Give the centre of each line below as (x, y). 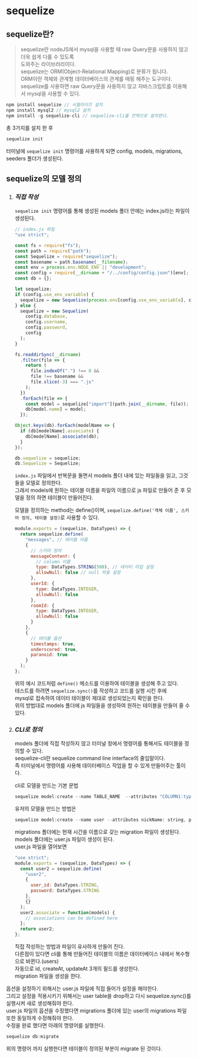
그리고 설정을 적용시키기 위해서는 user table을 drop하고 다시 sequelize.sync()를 (99, 996)
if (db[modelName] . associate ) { (60, 431)
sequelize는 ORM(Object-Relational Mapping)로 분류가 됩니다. (94, 71)
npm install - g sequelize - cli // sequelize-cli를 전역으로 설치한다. (88, 116)
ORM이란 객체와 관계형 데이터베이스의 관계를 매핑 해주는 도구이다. (96, 79)
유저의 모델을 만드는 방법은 (45, 809)
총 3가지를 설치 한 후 (30, 127)
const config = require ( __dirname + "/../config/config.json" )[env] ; (102, 273)
